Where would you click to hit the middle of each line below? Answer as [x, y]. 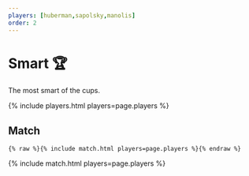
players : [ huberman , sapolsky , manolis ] [72, 15]
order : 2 [22, 23]
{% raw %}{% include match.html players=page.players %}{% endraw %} [125, 149]
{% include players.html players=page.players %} [89, 106]
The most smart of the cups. [54, 91]
